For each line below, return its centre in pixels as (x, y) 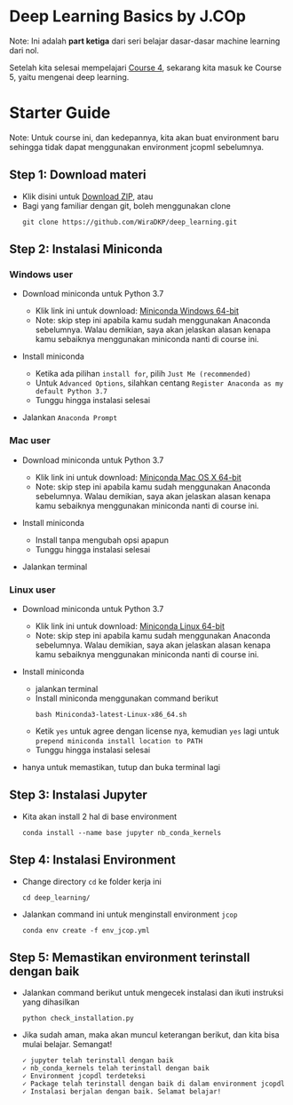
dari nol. (24, 50)
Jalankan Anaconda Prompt (70, 417)
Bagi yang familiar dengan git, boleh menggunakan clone (126, 205)
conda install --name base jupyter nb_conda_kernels (122, 832)
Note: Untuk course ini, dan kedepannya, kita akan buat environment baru (144, 137)
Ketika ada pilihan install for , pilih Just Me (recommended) (143, 374)
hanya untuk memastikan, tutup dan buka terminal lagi (121, 767)
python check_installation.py (78, 1019)
